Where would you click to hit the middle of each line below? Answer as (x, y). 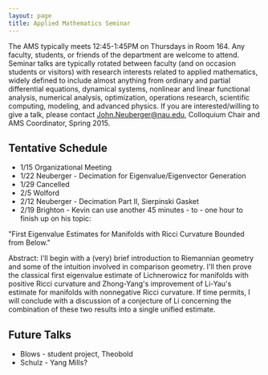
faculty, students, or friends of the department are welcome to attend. (124, 55)
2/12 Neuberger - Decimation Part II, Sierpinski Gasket (109, 202)
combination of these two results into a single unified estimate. (112, 309)
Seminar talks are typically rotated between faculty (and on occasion (122, 63)
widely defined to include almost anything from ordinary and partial (120, 80)
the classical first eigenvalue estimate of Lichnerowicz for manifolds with (128, 275)
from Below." (29, 243)
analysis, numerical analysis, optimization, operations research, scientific (129, 97)
